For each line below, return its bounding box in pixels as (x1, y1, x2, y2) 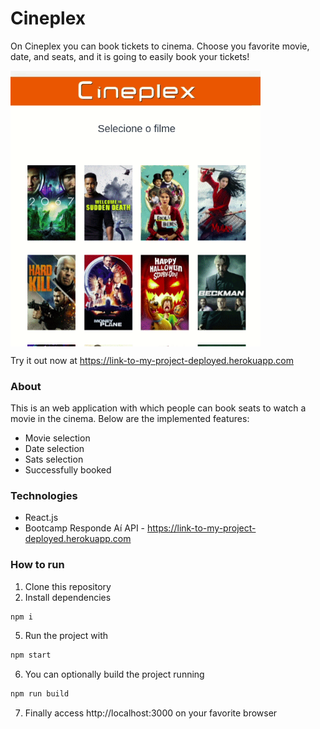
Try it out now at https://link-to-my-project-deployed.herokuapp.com (10, 354, 294, 366)
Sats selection (24, 453, 84, 465)
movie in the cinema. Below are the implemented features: (10, 412, 250, 424)
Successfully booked (24, 463, 112, 476)
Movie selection (24, 432, 91, 444)
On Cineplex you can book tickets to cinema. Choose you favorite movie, (10, 40, 310, 52)
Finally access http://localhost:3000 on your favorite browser (24, 707, 278, 719)
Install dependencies (24, 591, 112, 603)
